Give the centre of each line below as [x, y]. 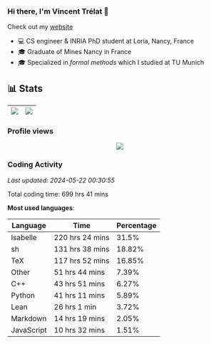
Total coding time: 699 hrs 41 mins [58, 194]
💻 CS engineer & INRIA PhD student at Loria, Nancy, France [106, 41]
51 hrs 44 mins [79, 272]
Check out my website [40, 27]
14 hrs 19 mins [79, 318]
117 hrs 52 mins [82, 261]
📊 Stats [25, 88]
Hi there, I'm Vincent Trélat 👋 [58, 11]
